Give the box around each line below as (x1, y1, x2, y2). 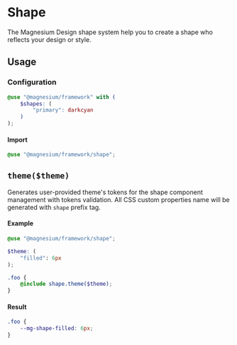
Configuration (7, 78, 57, 87)
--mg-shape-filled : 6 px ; (20, 325, 94, 332)
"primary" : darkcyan (33, 107, 94, 114)
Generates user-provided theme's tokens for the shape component (7, 188, 204, 196)
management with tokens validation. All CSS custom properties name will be (7, 195, 231, 203)
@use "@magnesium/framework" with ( (7, 93, 116, 100)
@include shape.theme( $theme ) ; (20, 280, 113, 288)
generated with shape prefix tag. (7, 203, 101, 211)
